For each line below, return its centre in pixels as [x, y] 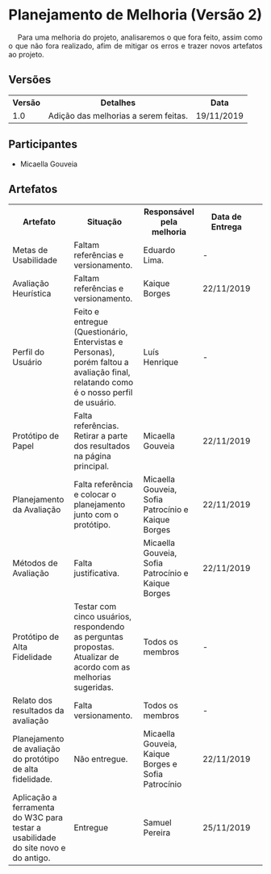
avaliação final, [102, 372]
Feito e [86, 312]
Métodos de [35, 563]
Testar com [95, 607]
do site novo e [39, 848]
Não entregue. [101, 759]
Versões [30, 80]
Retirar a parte [101, 436]
